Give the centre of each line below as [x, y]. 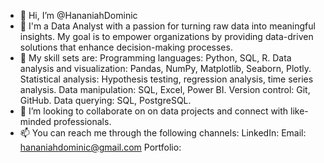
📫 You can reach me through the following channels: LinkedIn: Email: [163, 133]
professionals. [82, 121]
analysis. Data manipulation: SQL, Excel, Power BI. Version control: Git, [165, 89]
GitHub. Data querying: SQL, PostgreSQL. [105, 100]
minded [35, 121]
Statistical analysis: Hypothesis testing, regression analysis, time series [166, 79]
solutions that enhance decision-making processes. [126, 47]
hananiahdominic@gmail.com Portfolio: [100, 147]
